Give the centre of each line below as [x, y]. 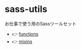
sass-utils [26, 9]
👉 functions [25, 34]
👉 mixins [22, 41]
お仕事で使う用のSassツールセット [40, 23]
